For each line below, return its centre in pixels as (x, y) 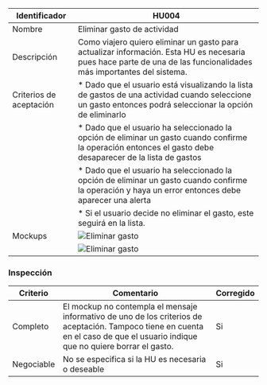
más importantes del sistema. (133, 72)
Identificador (41, 16)
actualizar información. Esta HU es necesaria (162, 52)
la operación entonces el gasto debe (146, 148)
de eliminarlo (102, 115)
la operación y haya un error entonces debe (159, 190)
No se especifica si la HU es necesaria (134, 360)
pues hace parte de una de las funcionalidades (165, 62)
